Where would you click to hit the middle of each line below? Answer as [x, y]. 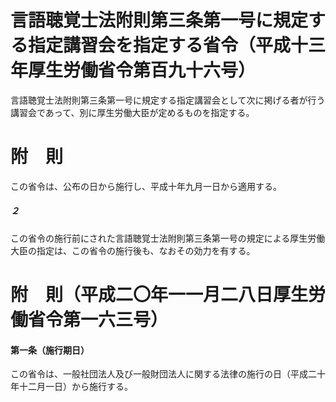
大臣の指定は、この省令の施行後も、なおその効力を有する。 [133, 250]
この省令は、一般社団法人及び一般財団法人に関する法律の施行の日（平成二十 [168, 374]
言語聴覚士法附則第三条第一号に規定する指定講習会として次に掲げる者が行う [168, 100]
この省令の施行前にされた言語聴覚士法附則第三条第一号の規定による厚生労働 [168, 238]
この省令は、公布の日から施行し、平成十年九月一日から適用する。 [146, 186]
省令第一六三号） [98, 320]
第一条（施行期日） [50, 350]
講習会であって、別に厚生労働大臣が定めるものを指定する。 [132, 112]
